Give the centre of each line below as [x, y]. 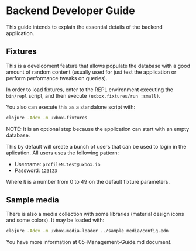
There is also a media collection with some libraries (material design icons [95, 214]
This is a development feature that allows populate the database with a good [98, 66]
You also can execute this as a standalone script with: [71, 107]
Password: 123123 [36, 170]
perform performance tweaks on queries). [57, 78]
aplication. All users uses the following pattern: [63, 153]
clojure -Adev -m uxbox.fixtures [47, 118]
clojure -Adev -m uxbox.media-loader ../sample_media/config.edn [87, 231]
